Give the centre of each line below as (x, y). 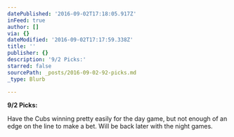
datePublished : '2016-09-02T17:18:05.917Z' (72, 14)
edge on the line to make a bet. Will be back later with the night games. (110, 126)
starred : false (30, 66)
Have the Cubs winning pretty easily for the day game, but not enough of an (117, 119)
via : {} (19, 33)
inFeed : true (26, 20)
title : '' (22, 46)
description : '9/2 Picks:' (47, 60)
